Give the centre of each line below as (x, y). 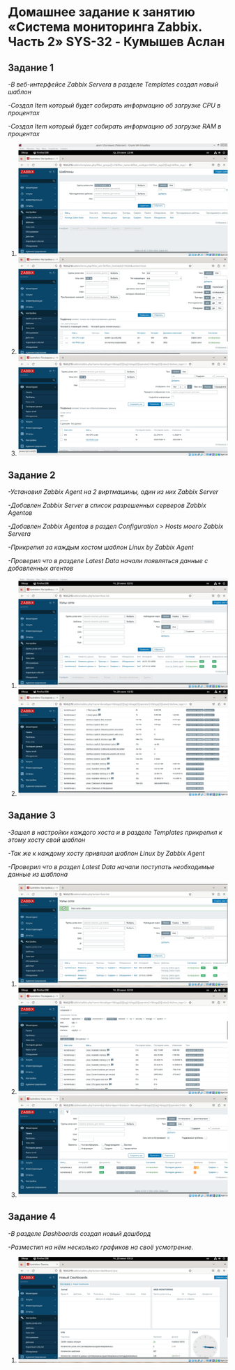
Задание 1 (31, 67)
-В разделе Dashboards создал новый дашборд (79, 1233)
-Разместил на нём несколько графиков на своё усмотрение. (101, 1247)
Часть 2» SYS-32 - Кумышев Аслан (116, 42)
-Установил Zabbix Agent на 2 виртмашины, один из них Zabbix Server (113, 492)
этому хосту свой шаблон (47, 840)
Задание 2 (32, 475)
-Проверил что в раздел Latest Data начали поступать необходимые (111, 866)
